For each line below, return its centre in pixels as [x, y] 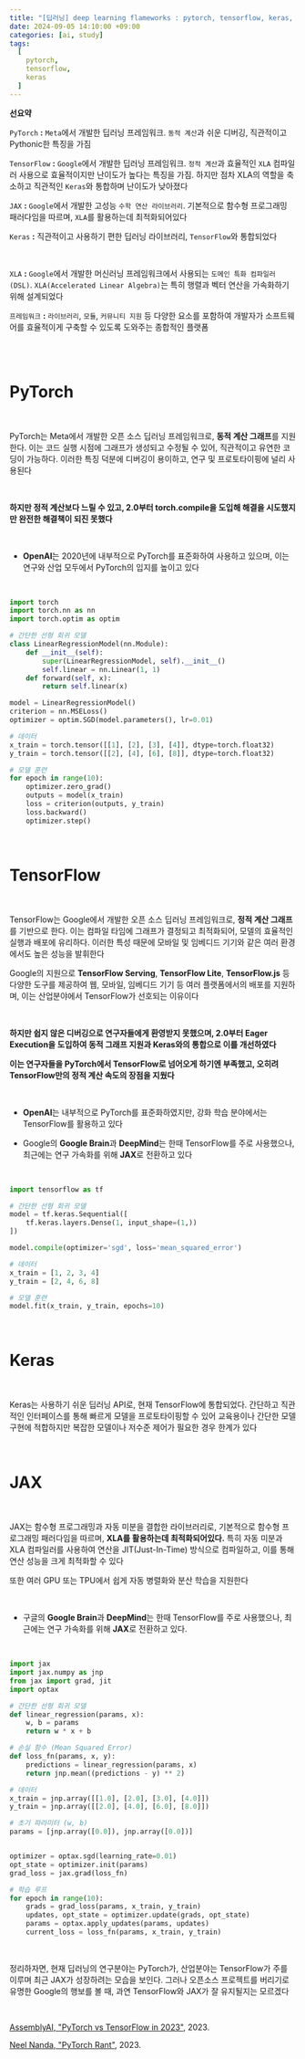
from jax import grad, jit [61, 1681]
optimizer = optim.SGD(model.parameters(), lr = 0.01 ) [112, 720]
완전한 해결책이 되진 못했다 [66, 519]
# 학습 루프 [28, 1890]
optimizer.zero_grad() [69, 787]
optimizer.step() [59, 821]
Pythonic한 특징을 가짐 [51, 143]
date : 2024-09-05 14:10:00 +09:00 [75, 26]
